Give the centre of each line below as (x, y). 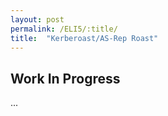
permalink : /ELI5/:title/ (64, 29)
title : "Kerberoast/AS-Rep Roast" (84, 38)
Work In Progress (65, 78)
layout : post (37, 19)
